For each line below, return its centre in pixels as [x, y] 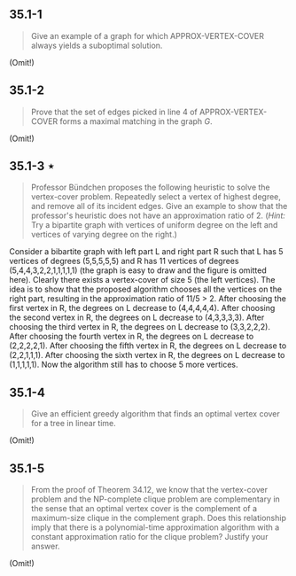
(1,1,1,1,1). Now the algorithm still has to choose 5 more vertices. [124, 365]
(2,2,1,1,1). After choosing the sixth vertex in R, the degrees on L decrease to [147, 355]
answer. [45, 546]
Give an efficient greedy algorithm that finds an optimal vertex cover [156, 414]
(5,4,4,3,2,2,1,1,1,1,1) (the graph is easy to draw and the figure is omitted [138, 270]
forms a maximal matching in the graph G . [136, 121]
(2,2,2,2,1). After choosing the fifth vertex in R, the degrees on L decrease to [148, 346]
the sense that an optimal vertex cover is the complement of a [144, 509]
